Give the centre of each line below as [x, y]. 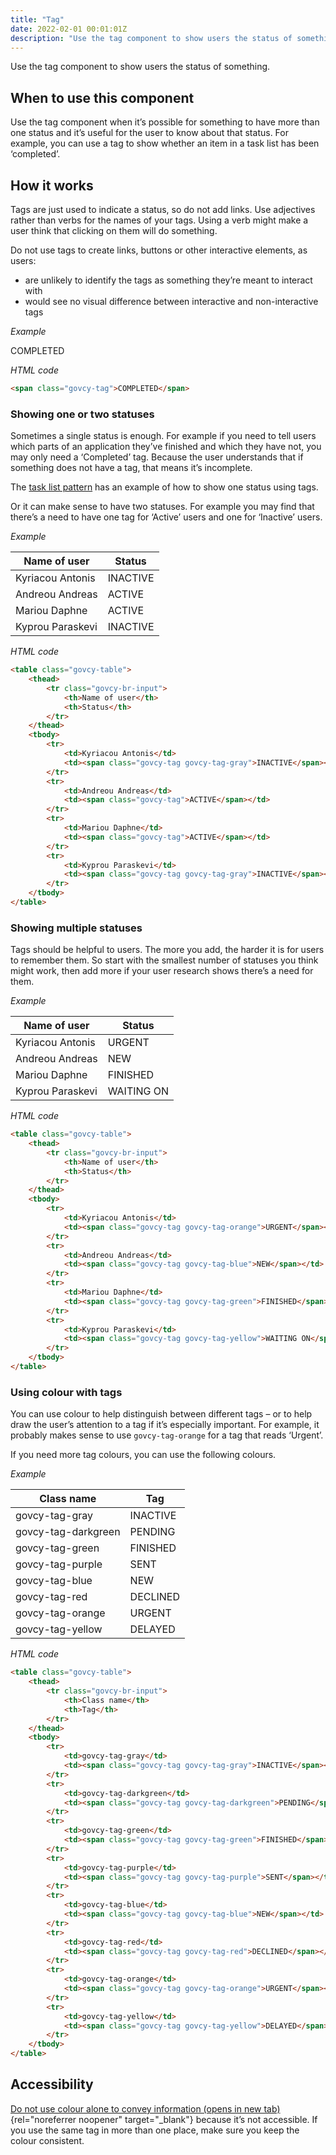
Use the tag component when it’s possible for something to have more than [165, 122]
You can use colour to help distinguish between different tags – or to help [161, 1414]
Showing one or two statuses [82, 414]
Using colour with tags [66, 1392]
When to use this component [102, 97]
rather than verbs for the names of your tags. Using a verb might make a [159, 220]
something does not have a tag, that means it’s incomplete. [131, 468]
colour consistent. [47, 2140]
